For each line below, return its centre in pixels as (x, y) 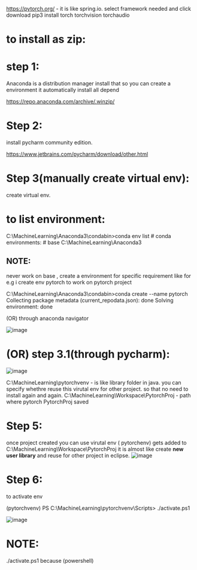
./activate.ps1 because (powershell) (50, 560)
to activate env (25, 496)
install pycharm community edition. (49, 142)
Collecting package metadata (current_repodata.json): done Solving (90, 300)
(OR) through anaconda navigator (48, 318)
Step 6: (25, 480)
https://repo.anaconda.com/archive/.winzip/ (60, 102)
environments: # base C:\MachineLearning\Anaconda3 (74, 242)
